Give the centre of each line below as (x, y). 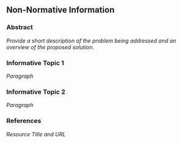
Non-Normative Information (60, 10)
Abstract (20, 27)
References (24, 121)
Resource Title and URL (36, 134)
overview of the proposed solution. (50, 47)
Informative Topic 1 (35, 63)
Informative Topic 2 (36, 92)
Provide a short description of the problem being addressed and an (91, 40)
